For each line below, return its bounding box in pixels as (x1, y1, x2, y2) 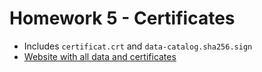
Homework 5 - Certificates (9, 7, 236, 30)
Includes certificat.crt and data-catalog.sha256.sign (23, 40, 253, 52)
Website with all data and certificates (23, 50, 177, 62)
